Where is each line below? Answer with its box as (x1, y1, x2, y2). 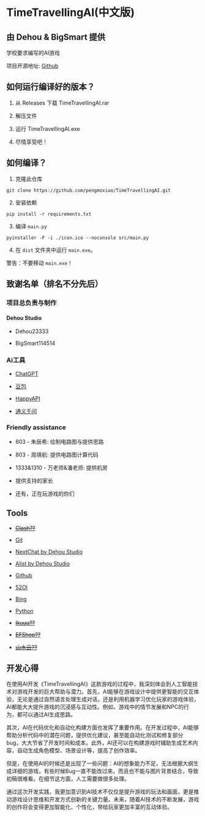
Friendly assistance (6, 423, 66, 432)
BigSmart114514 (15, 340, 56, 347)
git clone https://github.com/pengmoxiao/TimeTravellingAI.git (6, 187, 171, 193)
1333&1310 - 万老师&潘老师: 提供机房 (15, 464, 108, 471)
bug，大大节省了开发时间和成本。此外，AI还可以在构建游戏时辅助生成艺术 (6, 739, 193, 746)
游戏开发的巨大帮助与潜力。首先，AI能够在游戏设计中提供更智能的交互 (17, 688, 194, 696)
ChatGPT (15, 370, 39, 378)
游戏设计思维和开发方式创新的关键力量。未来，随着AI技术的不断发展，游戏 (11, 796, 199, 803)
